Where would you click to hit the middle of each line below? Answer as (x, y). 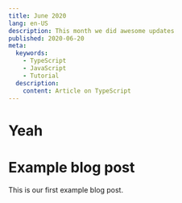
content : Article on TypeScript (77, 91)
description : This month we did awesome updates (91, 31)
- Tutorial (41, 76)
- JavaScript (45, 68)
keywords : (32, 53)
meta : (17, 46)
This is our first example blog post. (66, 189)
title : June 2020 (37, 16)
